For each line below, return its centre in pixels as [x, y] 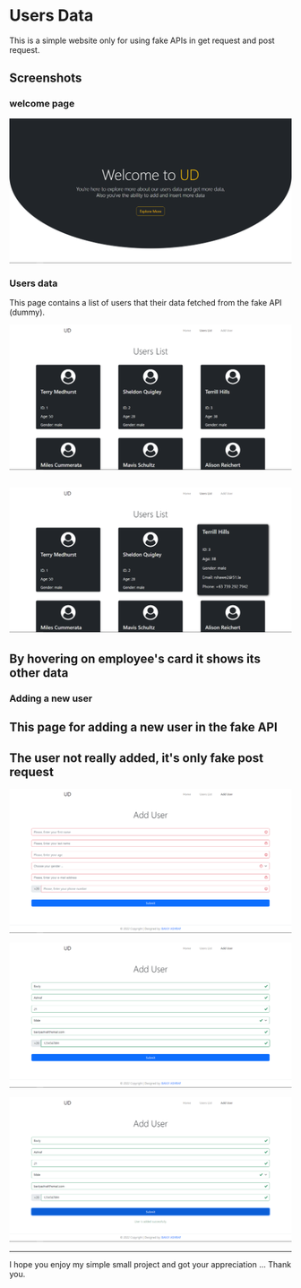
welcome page [42, 104]
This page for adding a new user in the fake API [143, 727]
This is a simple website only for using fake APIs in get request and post [142, 40]
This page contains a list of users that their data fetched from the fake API [146, 303]
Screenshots [46, 78]
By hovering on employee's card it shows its [135, 658]
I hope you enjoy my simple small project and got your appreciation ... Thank [150, 1265]
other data [39, 673]
